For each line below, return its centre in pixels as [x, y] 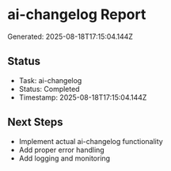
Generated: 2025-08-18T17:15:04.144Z [70, 36]
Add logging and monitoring [65, 158]
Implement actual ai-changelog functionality [91, 141]
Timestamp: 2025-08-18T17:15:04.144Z [83, 97]
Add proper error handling [61, 150]
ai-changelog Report [77, 15]
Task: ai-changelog [50, 80]
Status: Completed [49, 89]
